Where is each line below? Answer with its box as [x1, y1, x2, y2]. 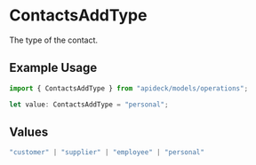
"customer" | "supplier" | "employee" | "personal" [9, 148, 204, 157]
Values [9, 124, 49, 139]
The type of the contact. [9, 35, 99, 45]
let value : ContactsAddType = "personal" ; [9, 99, 169, 109]
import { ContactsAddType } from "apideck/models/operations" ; [9, 83, 249, 93]
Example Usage [9, 60, 98, 75]
